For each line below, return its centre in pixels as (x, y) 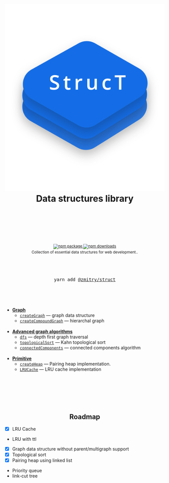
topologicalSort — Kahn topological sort (63, 342)
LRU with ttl (24, 439)
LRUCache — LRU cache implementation (61, 369)
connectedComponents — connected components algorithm (80, 348)
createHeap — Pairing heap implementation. (65, 364)
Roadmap (85, 417)
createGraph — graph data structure (57, 315)
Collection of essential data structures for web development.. (85, 252)
